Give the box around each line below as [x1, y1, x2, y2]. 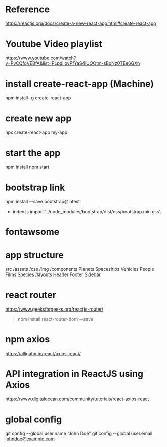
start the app [5, 147, 61, 158]
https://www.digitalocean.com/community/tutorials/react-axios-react [5, 396, 149, 402]
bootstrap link [5, 182, 65, 193]
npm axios [5, 333, 50, 345]
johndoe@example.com [5, 435, 55, 442]
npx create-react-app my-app [5, 129, 68, 135]
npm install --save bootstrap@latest [5, 198, 80, 204]
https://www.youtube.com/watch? [5, 55, 76, 61]
